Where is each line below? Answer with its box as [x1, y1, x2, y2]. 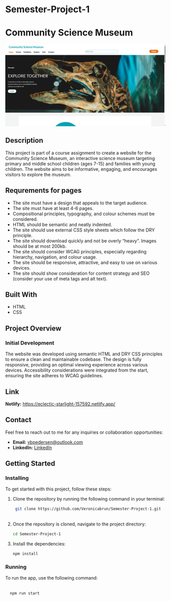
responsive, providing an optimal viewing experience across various [5, 362, 148, 368]
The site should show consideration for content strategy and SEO [12, 270, 150, 276]
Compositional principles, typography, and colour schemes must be [12, 211, 155, 217]
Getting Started [5, 459, 55, 468]
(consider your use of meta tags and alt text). [12, 275, 108, 281]
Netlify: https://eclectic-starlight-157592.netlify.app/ [5, 401, 116, 407]
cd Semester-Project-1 [12, 532, 61, 537]
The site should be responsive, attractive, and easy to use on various [12, 259, 158, 266]
